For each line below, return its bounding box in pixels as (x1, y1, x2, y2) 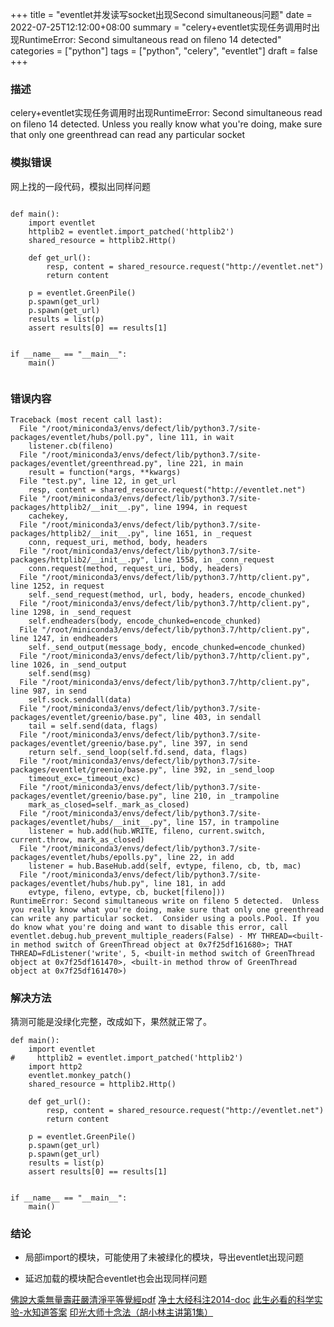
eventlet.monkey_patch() (28, 1071, 132, 1081)
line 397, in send (171, 738, 248, 748)
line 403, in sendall (171, 712, 262, 722)
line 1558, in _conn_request (153, 554, 275, 565)
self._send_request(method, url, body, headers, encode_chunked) (28, 589, 307, 600)
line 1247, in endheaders (10, 633, 118, 643)
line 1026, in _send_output (10, 659, 128, 670)
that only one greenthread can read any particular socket (10, 129, 246, 141)
